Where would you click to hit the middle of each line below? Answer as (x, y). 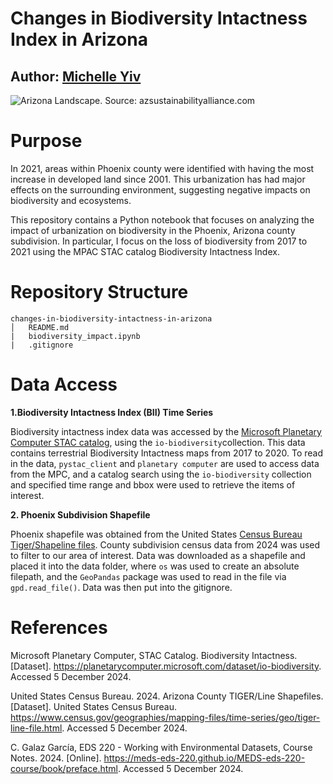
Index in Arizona (79, 39)
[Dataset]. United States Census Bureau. (94, 706)
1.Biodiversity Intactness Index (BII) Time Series (112, 412)
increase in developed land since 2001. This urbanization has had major (158, 179)
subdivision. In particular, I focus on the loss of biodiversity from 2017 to (159, 241)
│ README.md (40, 327)
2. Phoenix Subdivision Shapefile (80, 514)
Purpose (46, 141)
